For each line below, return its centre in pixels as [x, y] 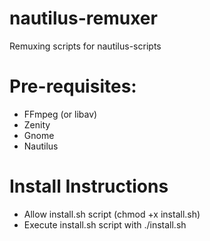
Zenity [37, 124]
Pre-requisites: [73, 86]
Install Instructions [89, 186]
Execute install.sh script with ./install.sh [105, 224]
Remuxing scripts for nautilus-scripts [85, 46]
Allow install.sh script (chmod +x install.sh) [112, 214]
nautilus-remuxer [83, 18]
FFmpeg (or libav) [60, 114]
